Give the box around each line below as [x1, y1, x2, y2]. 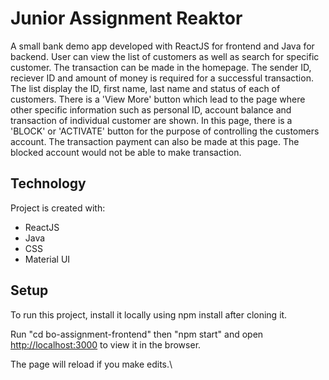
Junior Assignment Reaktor [10, 7, 243, 30]
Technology [10, 175, 87, 192]
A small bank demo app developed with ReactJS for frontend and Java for [10, 40, 315, 52]
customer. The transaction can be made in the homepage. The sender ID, [10, 61, 312, 73]
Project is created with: [10, 202, 106, 214]
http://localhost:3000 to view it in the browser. [10, 338, 202, 351]
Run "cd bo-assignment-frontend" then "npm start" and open [10, 328, 264, 340]
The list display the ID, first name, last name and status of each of [10, 82, 281, 94]
